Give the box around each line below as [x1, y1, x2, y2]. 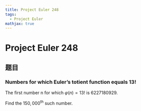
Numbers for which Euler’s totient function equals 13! [5, 78, 137, 85]
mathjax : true [5, 21, 35, 26]
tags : [5, 12, 16, 17]
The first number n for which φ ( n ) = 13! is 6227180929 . [5, 90, 118, 96]
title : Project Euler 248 [5, 7, 59, 12]
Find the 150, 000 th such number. [5, 100, 73, 106]
